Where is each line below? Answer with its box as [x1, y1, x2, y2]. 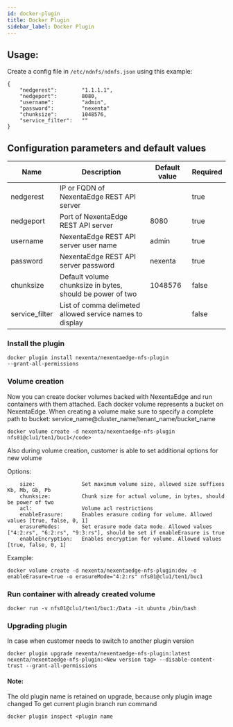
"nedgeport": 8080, [19, 93, 98, 100]
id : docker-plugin [7, 10, 60, 17]
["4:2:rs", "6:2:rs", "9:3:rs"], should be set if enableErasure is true [7, 529, 225, 536]
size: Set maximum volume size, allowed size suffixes [19, 480, 225, 487]
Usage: [7, 49, 40, 60]
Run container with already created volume [7, 589, 156, 598]
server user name [60, 240, 117, 250]
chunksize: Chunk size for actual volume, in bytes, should [19, 493, 225, 500]
